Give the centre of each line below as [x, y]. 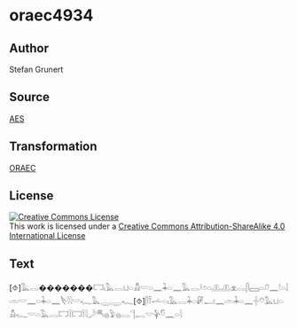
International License [47, 236]
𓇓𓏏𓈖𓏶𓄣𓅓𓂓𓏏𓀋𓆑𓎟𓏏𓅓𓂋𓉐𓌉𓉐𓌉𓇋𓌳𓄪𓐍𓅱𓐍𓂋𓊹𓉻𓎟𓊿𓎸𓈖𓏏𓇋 [146, 301]
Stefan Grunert [36, 69]
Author [29, 48]
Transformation [53, 147]
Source [30, 97]
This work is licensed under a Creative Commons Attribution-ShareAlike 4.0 [147, 226]
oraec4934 [51, 16]
